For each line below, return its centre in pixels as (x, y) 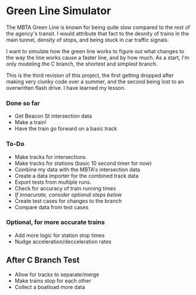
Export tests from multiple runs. (53, 182)
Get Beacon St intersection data (53, 116)
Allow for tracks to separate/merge (57, 274)
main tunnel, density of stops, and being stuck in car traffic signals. (88, 40)
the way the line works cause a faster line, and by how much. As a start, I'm (98, 57)
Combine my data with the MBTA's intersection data (77, 169)
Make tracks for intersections (50, 157)
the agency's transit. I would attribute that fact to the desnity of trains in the (98, 33)
